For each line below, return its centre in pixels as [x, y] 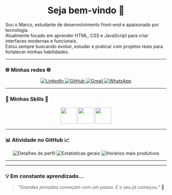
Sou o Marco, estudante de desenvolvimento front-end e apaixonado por [82, 25]
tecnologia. [17, 30]
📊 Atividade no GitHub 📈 [38, 140]
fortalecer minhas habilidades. [37, 52]
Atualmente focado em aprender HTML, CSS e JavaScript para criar [77, 35]
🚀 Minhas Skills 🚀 [27, 99]
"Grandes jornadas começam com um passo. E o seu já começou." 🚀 [91, 187]
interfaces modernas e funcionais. [41, 41]
